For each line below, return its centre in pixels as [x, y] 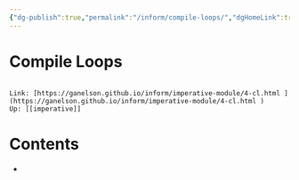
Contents [44, 144]
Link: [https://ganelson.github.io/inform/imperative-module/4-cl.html [145, 93]
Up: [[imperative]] [45, 109]
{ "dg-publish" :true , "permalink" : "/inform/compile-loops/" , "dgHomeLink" [145, 17]
